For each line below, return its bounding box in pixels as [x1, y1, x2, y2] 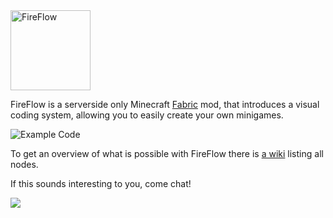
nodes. [10, 159, 39, 170]
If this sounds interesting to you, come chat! [10, 178, 192, 189]
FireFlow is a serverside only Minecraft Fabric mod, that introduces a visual [10, 99, 320, 110]
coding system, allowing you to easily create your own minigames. [10, 109, 284, 121]
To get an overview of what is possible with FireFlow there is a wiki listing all [10, 148, 324, 159]
